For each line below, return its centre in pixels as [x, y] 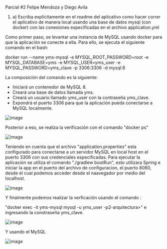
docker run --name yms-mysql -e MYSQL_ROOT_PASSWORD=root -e [77, 57]
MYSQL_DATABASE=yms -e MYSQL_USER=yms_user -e [63, 62]
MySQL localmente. [33, 108]
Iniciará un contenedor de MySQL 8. [50, 87]
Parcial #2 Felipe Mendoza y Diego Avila [47, 7]
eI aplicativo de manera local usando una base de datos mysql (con [82, 22]
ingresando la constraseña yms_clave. [44, 212]
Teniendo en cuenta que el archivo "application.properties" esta [71, 147]
